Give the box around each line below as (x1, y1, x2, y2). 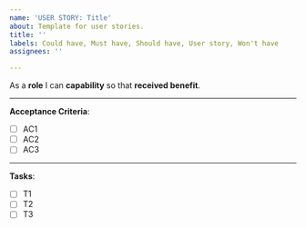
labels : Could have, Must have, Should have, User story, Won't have (9, 38, 280, 48)
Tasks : (9, 171, 36, 182)
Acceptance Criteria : (9, 106, 90, 117)
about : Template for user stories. (9, 22, 145, 31)
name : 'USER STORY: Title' (9, 13, 112, 23)
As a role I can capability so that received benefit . (9, 80, 200, 91)
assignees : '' (9, 47, 64, 56)
